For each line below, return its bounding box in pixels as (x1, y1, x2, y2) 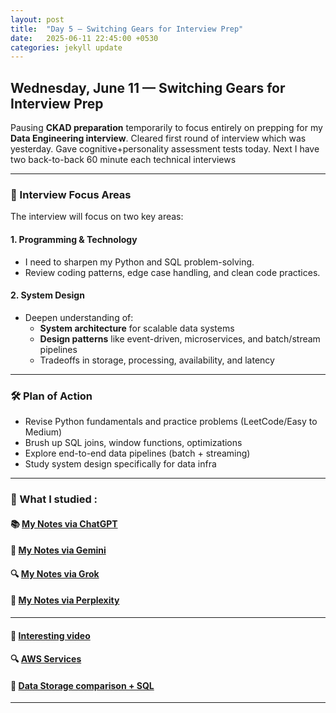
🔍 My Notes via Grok (10, 567, 100, 580)
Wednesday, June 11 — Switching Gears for (10, 79, 286, 96)
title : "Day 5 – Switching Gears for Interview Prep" (10, 24, 244, 34)
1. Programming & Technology (10, 233, 138, 245)
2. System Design (10, 289, 85, 301)
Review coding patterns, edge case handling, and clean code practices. (24, 266, 321, 278)
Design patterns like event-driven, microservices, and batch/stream (39, 332, 321, 345)
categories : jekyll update (10, 42, 123, 53)
